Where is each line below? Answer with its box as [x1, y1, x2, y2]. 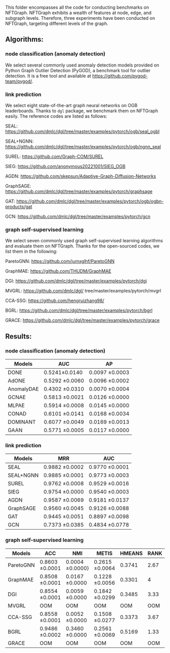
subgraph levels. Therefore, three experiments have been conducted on [5, 15, 155, 21]
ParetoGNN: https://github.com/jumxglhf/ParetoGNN [5, 258, 115, 265]
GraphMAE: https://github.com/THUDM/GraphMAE [5, 268, 111, 274]
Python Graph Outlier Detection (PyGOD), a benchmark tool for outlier [5, 67, 151, 73]
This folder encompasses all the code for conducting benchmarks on [5, 5, 149, 10]
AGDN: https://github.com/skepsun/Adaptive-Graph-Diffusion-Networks [5, 173, 156, 179]
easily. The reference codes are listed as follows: [5, 113, 107, 119]
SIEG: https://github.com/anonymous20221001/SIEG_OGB [5, 163, 125, 169]
